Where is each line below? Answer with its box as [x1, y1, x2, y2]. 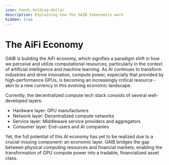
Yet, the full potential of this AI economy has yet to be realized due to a [5, 134, 153, 140]
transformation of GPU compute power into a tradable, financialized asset [5, 150, 159, 156]
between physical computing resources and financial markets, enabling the [5, 144, 162, 150]
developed [5, 97, 28, 104]
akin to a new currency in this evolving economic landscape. [5, 82, 132, 89]
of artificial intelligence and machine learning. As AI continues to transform [5, 67, 161, 73]
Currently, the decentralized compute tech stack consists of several [5, 92, 147, 98]
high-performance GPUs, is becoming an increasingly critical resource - [5, 77, 156, 83]
